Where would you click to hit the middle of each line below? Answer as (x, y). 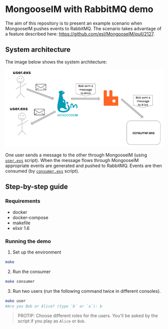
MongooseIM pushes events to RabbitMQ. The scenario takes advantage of (83, 28)
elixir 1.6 (21, 228)
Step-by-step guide (37, 187)
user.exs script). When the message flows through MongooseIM (72, 160)
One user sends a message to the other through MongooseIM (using (76, 155)
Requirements (23, 201)
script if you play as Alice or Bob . (52, 321)
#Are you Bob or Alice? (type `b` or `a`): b (54, 306)
